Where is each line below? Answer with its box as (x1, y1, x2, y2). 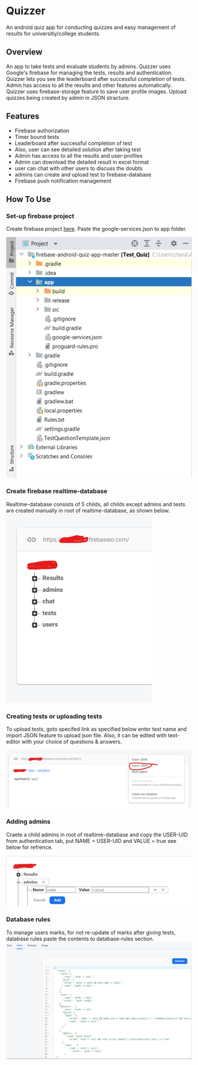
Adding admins (6, 818, 51, 826)
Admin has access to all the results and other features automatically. (6, 82, 172, 89)
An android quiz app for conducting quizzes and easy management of (6, 24, 176, 31)
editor (6, 738, 21, 745)
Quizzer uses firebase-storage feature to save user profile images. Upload (6, 87, 187, 95)
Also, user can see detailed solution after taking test (14, 146, 141, 153)
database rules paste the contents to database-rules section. (6, 935, 154, 942)
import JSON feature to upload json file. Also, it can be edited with (6, 731, 167, 739)
